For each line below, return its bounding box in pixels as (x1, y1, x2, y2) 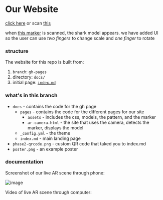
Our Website (5, 4, 59, 15)
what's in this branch (5, 92, 58, 99)
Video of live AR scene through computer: (5, 189, 92, 195)
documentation (5, 158, 44, 165)
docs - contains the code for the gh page (12, 103, 97, 109)
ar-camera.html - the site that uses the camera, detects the (27, 119, 149, 125)
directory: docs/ (12, 74, 45, 80)
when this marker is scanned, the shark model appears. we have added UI (5, 30, 159, 36)
